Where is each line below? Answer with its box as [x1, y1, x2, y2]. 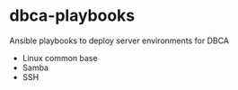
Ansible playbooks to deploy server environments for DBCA [9, 35, 230, 46]
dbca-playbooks [9, 5, 136, 26]
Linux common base [22, 52, 98, 63]
